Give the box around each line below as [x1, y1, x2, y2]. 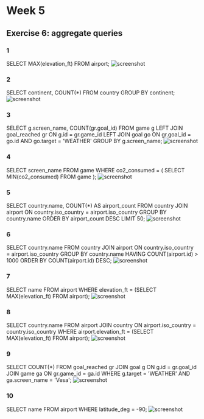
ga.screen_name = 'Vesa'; [6, 376, 72, 384]
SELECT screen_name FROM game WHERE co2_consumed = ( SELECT [6, 166, 185, 174]
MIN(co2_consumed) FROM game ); [6, 173, 97, 180]
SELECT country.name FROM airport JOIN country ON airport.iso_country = [6, 321, 197, 329]
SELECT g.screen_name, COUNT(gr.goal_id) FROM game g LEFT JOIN [6, 124, 183, 132]
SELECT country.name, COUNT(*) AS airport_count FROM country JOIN [6, 202, 188, 209]
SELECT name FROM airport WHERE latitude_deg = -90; [6, 406, 147, 413]
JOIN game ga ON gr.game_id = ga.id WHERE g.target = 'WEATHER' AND [6, 370, 191, 378]
